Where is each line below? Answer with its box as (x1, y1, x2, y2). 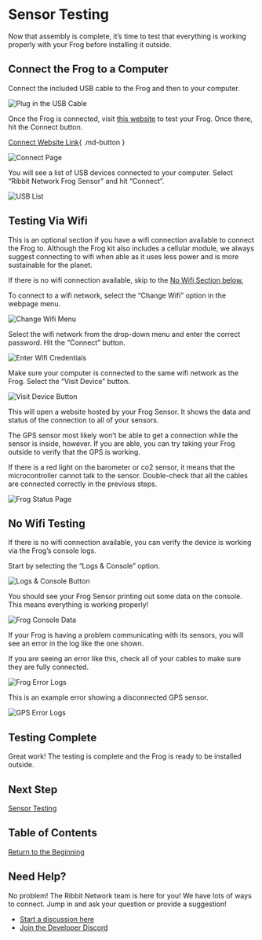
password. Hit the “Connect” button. (8, 338, 126, 347)
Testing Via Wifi (8, 214, 88, 228)
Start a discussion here (19, 914, 95, 924)
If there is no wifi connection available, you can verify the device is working (8, 538, 252, 547)
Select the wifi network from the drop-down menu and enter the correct (8, 329, 241, 338)
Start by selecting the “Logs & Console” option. (8, 561, 161, 571)
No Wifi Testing (8, 517, 86, 530)
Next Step (8, 783, 58, 796)
